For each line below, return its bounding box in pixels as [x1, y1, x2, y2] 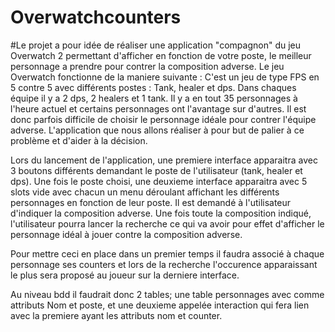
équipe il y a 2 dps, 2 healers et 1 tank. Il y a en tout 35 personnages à [10, 92, 298, 104]
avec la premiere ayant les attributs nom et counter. [10, 309, 223, 321]
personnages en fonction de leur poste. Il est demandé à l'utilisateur [10, 196, 292, 208]
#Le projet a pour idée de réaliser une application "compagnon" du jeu [10, 39, 301, 51]
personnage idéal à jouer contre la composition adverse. [10, 228, 243, 240]
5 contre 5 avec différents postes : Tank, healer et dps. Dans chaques [10, 81, 297, 93]
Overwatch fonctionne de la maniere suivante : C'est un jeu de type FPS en [10, 71, 320, 83]
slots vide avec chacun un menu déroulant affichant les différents [10, 186, 280, 198]
